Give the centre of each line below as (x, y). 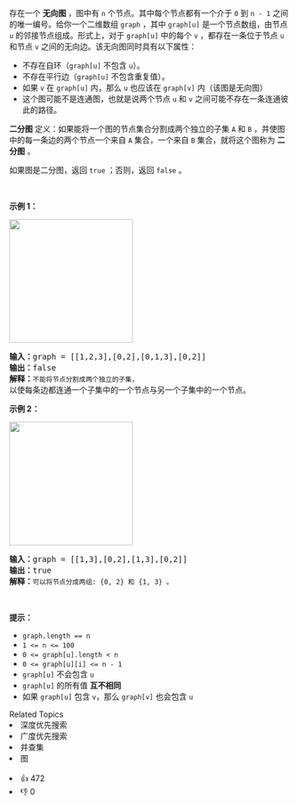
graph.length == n (56, 636)
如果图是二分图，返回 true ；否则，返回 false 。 (98, 170)
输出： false (33, 368)
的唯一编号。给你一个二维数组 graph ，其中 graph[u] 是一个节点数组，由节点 (148, 24)
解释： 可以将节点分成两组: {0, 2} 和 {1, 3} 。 (91, 581)
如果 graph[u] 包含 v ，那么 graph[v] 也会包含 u (108, 696)
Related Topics (36, 714)
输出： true (30, 570)
